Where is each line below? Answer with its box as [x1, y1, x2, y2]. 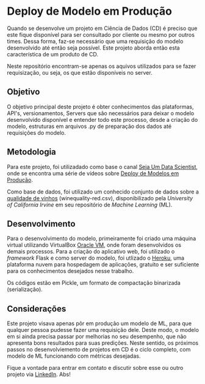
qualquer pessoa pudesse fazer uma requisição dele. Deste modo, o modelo [7, 326, 199, 334]
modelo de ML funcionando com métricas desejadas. [7, 352, 141, 360]
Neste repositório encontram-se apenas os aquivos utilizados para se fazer [7, 62, 196, 70]
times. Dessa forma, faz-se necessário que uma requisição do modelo [7, 37, 184, 45]
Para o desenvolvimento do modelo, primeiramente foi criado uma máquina [7, 235, 196, 243]
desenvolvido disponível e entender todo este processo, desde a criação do [7, 116, 198, 123]
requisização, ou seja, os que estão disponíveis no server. [7, 69, 153, 76]
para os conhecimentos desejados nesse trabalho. [7, 268, 134, 275]
